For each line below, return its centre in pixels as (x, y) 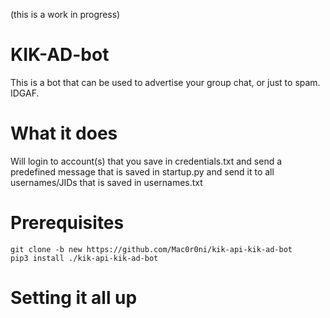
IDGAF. (25, 93)
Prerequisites (67, 223)
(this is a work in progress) (65, 14)
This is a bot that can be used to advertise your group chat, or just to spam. (165, 82)
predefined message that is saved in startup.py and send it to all (142, 171)
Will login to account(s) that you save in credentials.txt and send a (146, 161)
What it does (64, 133)
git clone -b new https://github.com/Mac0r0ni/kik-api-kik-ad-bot (151, 249)
